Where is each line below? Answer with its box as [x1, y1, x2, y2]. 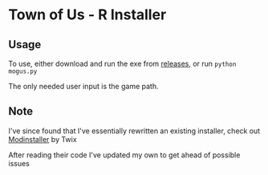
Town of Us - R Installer [8, 6, 167, 24]
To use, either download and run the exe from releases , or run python [8, 59, 237, 68]
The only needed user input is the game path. [8, 82, 159, 91]
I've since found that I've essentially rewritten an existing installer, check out [8, 126, 261, 136]
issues [8, 158, 30, 168]
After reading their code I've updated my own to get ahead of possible [8, 150, 241, 160]
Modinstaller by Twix [8, 134, 78, 144]
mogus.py [8, 67, 38, 75]
